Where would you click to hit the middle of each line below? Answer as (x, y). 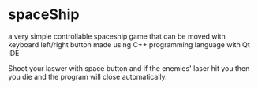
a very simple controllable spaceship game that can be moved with (117, 36)
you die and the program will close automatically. (88, 76)
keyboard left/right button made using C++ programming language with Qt (129, 44)
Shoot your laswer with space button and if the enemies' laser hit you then (129, 68)
